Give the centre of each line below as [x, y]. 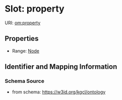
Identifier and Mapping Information [61, 67]
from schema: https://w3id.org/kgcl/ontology [59, 92]
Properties [22, 39]
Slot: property [35, 9]
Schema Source [25, 81]
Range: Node [26, 51]
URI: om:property [23, 23]
